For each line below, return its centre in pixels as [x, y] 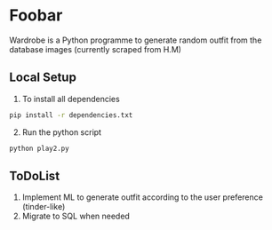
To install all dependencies [71, 99]
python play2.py [39, 148]
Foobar [36, 16]
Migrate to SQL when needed [76, 216]
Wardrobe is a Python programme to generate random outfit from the [136, 40]
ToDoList [35, 175]
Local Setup [43, 78]
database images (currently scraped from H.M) [96, 49]
